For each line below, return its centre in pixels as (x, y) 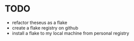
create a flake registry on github (45, 27)
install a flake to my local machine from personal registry (71, 33)
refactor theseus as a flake (39, 22)
